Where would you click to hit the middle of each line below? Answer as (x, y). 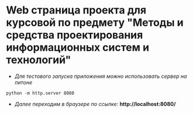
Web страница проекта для (76, 10)
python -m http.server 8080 (40, 93)
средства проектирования (75, 35)
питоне (23, 82)
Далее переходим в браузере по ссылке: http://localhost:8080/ (95, 104)
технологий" (39, 60)
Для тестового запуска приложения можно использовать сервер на (101, 76)
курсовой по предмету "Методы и (95, 23)
